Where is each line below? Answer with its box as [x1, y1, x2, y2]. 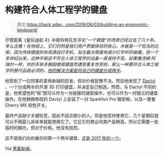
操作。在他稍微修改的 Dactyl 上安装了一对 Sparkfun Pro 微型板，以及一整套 [5, 96, 156, 102]
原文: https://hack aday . [17, 21, 65, 27]
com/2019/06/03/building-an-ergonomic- [65, 21, 149, 27]
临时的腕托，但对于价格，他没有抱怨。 [5, 125, 82, 131]
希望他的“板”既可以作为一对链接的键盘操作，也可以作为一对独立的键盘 [18, 90, 158, 96]
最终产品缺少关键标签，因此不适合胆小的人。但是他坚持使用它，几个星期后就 [5, 113, 159, 118]
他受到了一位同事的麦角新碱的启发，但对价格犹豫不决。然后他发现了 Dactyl [5, 78, 156, 83]
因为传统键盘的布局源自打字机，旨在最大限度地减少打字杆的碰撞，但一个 [13, 49, 159, 55]
